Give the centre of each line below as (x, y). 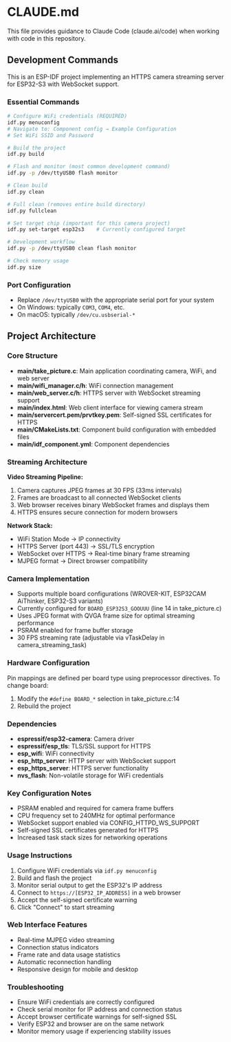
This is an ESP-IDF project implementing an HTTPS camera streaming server (115, 76)
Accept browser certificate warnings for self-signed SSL (97, 1017)
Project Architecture (52, 336)
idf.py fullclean (32, 211)
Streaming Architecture (47, 462)
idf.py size (24, 267)
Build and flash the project (54, 878)
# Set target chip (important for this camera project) (89, 223)
